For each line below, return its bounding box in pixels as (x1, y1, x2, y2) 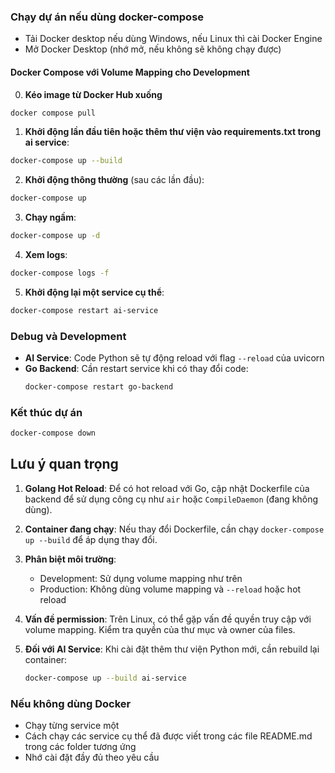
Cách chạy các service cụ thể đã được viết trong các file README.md (24, 730, 313, 742)
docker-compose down (10, 428, 97, 439)
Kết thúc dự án (10, 405, 83, 419)
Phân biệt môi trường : (24, 553, 117, 565)
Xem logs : (24, 249, 68, 260)
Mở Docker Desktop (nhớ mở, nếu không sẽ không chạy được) (24, 43, 282, 55)
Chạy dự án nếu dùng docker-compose (10, 10, 205, 24)
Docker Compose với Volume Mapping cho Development (10, 66, 250, 78)
